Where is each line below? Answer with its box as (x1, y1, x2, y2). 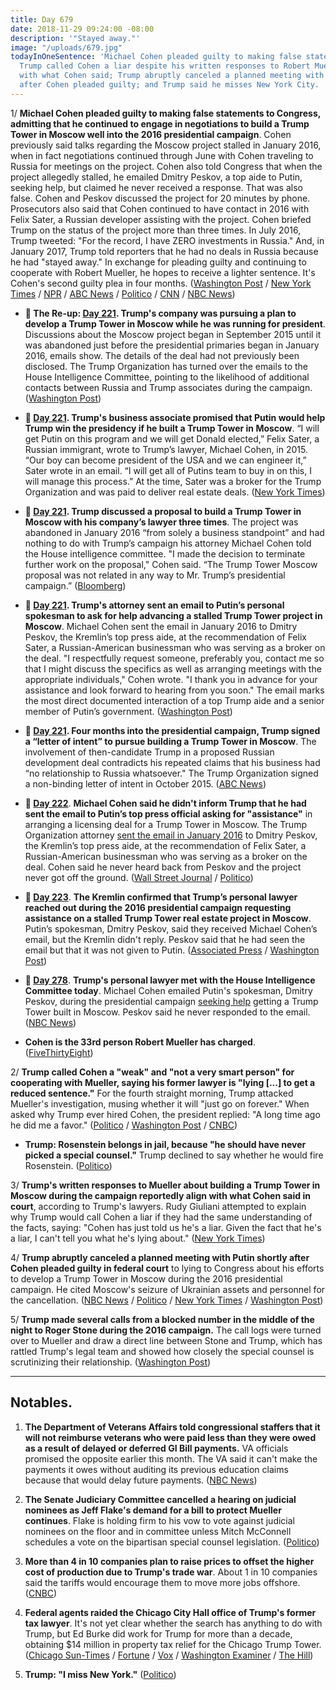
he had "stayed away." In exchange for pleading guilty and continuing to (10, 256, 307, 268)
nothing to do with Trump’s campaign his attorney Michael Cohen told (24, 537, 312, 549)
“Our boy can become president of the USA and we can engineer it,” (24, 454, 307, 466)
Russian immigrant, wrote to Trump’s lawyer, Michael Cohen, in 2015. (24, 443, 309, 455)
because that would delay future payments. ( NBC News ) (24, 1474, 258, 1486)
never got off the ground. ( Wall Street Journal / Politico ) (24, 871, 254, 883)
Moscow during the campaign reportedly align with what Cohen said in (10, 1189, 311, 1201)
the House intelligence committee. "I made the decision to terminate (24, 547, 306, 560)
